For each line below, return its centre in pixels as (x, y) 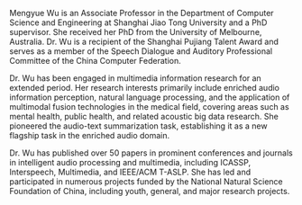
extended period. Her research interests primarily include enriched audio (144, 88)
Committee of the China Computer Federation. (96, 61)
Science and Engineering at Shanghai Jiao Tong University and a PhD (138, 22)
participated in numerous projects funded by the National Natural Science (146, 182)
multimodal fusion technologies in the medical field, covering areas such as (150, 107)
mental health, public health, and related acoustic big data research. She (144, 116)
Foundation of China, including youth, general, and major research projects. (150, 191)
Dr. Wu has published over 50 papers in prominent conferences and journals (151, 153)
